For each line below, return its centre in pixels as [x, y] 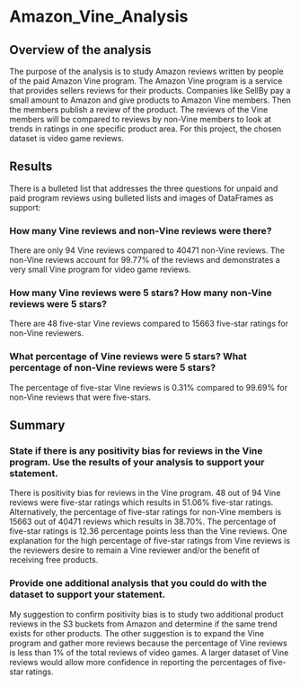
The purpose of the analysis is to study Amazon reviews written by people [147, 71]
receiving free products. [54, 560]
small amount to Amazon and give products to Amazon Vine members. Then [150, 100]
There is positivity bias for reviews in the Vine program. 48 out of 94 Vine [145, 493]
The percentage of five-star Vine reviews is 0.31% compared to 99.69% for [149, 387]
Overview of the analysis [80, 50]
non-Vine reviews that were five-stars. [80, 397]
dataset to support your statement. [88, 594]
